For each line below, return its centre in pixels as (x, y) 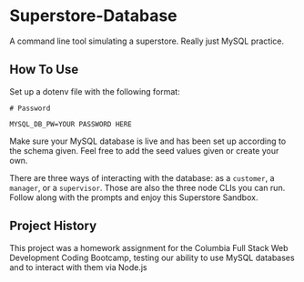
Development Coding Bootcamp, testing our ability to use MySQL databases (152, 257)
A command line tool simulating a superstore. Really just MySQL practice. (147, 41)
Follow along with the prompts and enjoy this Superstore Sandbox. (134, 197)
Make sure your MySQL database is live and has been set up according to (148, 141)
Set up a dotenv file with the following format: (95, 91)
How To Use (44, 70)
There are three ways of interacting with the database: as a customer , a (142, 177)
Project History (53, 226)
